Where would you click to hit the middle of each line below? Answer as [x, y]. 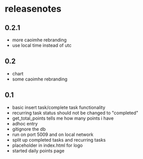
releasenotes [33, 9]
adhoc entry [25, 123]
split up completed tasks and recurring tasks [59, 140]
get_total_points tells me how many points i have [63, 118]
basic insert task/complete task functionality [59, 107]
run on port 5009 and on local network [53, 134]
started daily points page [38, 150]
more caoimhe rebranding [39, 40]
